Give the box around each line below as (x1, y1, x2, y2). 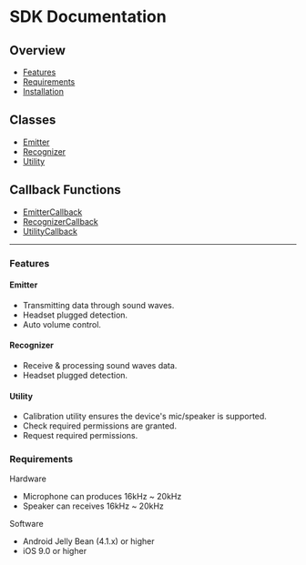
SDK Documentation (9, 6, 167, 27)
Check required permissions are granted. (22, 420, 178, 431)
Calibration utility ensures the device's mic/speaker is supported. (22, 411, 267, 422)
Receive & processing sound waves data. (22, 359, 178, 370)
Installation (22, 86, 65, 96)
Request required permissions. (22, 430, 138, 441)
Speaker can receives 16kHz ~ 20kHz (22, 500, 164, 511)
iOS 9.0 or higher (22, 546, 87, 557)
